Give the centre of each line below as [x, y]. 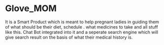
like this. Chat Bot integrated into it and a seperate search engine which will [82, 32]
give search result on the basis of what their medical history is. [69, 37]
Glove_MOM [31, 8]
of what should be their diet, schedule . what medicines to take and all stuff [82, 27]
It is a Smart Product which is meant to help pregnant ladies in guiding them [82, 22]
